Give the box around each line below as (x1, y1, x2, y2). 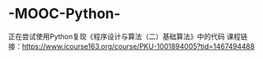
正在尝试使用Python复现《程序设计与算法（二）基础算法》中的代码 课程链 (8, 31, 248, 41)
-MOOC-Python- (8, 5, 121, 23)
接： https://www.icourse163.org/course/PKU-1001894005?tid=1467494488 (8, 41, 255, 51)
